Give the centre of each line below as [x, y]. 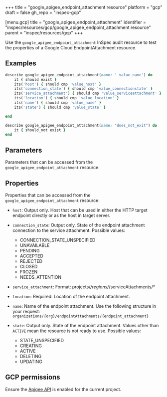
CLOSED [29, 266]
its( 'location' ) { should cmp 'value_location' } [67, 98]
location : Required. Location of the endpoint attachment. [71, 296]
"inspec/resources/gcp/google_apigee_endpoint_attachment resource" [78, 27]
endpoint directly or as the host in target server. [61, 215]
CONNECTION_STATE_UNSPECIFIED [58, 240]
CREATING [31, 346]
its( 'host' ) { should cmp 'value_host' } [58, 84]
